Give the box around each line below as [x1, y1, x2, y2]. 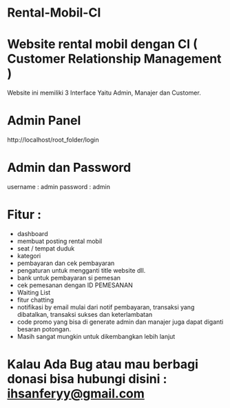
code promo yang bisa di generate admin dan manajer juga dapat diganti [17, 318, 224, 326]
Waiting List [17, 288, 51, 296]
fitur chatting [17, 295, 54, 304]
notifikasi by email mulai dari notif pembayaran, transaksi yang [17, 302, 195, 311]
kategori [17, 251, 41, 260]
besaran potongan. [17, 324, 71, 333]
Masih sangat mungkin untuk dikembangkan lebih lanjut [17, 332, 176, 340]
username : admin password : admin [7, 183, 110, 191]
